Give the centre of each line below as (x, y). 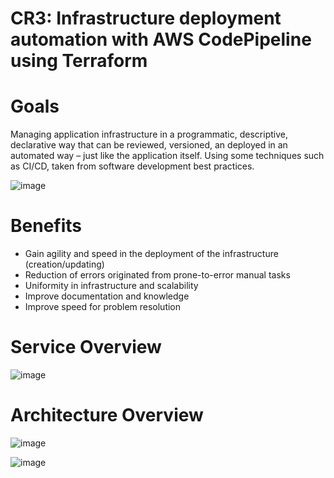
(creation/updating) (64, 264)
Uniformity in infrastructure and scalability (111, 286)
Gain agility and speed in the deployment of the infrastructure (151, 254)
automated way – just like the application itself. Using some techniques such (167, 156)
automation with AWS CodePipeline (161, 39)
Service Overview (86, 347)
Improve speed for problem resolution (103, 307)
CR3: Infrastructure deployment (146, 18)
